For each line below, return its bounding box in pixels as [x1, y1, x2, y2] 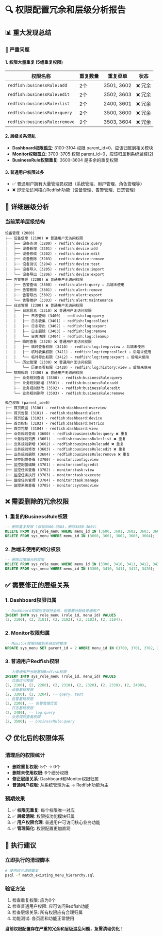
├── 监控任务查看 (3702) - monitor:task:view [5, 468, 95, 472]
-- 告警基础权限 [5, 696, 33, 701]
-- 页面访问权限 [5, 678, 33, 684]
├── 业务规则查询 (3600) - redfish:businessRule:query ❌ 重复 [5, 431, 128, 436]
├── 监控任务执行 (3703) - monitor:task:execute [5, 472, 101, 477]
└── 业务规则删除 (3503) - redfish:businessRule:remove [14, 391, 125, 396]
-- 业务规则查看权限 [5, 715, 41, 720]
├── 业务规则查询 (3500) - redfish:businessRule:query [14, 375, 123, 380]
